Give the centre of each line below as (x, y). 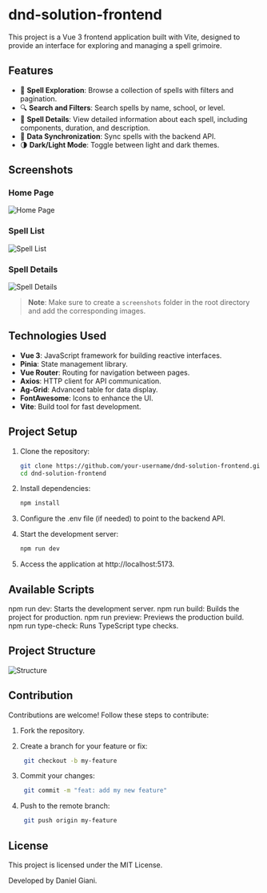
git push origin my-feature (70, 821)
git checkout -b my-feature (70, 761)
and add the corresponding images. (87, 311)
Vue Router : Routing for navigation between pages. (105, 372)
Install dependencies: (55, 489)
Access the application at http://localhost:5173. (97, 564)
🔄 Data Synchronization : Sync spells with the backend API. (118, 136)
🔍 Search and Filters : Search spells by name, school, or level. (122, 108)
